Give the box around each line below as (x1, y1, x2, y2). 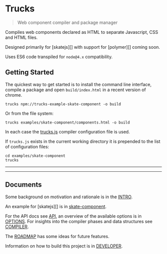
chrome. (5, 92, 22, 98)
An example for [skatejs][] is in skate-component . (5, 203, 107, 209)
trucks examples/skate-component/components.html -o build (5, 120, 130, 125)
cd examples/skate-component (5, 153, 66, 158)
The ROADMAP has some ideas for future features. (5, 233, 109, 239)
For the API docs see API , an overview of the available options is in (5, 213, 142, 219)
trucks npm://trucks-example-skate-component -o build (5, 102, 121, 107)
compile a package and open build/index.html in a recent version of (5, 87, 146, 93)
